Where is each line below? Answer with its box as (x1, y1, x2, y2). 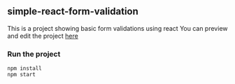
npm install (7, 65, 42, 72)
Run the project (7, 49, 61, 59)
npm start (7, 71, 36, 78)
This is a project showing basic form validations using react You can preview (7, 24, 228, 32)
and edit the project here (7, 31, 78, 40)
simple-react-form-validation (7, 6, 138, 17)
